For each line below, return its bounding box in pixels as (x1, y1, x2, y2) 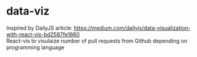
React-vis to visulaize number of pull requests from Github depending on (6, 37, 187, 44)
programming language (6, 44, 65, 51)
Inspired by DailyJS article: (6, 24, 73, 32)
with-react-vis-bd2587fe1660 (6, 30, 80, 38)
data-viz (6, 4, 50, 18)
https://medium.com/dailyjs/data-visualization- (73, 24, 191, 32)
